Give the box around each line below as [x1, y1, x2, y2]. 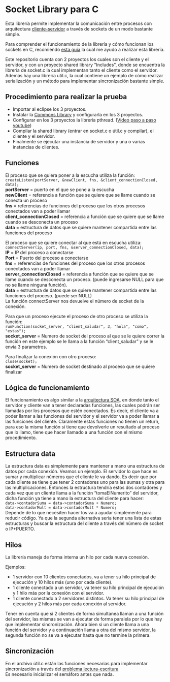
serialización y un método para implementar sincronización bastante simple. [5, 78, 165, 84]
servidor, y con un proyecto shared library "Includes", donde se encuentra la [5, 61, 165, 68]
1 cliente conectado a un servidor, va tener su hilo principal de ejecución [12, 584, 164, 591]
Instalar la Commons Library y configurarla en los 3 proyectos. [12, 111, 144, 117]
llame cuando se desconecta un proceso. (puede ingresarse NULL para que [5, 276, 164, 283]
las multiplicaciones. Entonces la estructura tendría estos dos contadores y [5, 484, 162, 491]
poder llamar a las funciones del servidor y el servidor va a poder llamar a [5, 413, 159, 419]
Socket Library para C [5, 4, 99, 15]
